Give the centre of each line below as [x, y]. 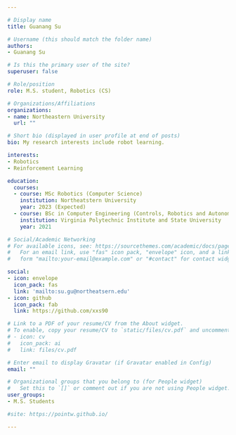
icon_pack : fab [36, 304]
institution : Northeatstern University [78, 201]
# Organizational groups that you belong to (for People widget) [105, 382]
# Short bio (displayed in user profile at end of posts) [94, 136]
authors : [20, 46]
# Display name [29, 20]
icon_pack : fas [36, 285]
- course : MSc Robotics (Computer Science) [78, 194]
